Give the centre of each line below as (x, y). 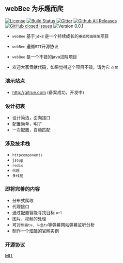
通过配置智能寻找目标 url (37, 213)
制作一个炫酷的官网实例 (35, 231)
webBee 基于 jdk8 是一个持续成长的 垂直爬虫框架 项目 (60, 36)
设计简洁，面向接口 (31, 118)
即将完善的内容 (23, 189)
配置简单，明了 (27, 124)
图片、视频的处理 (29, 219)
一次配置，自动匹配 (31, 130)
